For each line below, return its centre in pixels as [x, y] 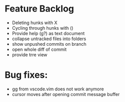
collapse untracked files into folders [49, 39]
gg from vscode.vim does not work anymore [58, 89]
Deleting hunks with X [35, 23]
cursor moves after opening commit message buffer [66, 94]
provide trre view [30, 55]
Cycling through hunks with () [43, 28]
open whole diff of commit [39, 49]
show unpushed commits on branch [49, 44]
